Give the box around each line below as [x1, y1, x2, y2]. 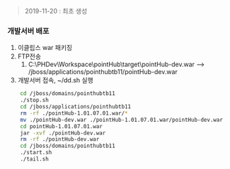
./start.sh [20, 149, 52, 156]
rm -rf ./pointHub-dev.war [20, 136, 100, 143]
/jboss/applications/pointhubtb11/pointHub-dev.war [28, 68, 178, 76]
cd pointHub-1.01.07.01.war [20, 123, 103, 130]
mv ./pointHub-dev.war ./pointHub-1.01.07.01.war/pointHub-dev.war [20, 116, 223, 123]
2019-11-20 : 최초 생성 [24, 7, 88, 15]
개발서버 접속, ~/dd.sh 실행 [17, 76, 93, 84]
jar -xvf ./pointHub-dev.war [20, 130, 106, 137]
